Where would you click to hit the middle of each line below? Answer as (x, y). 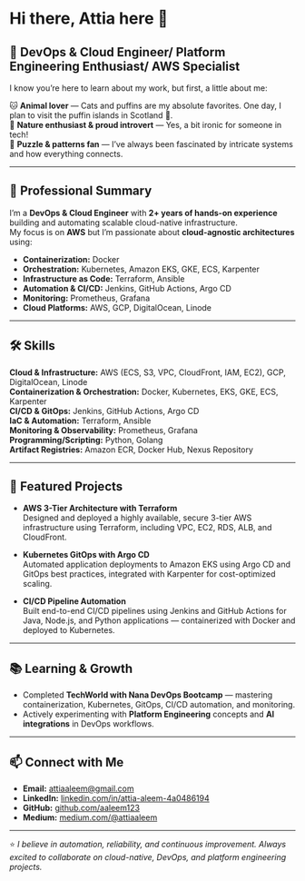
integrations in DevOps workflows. (88, 724)
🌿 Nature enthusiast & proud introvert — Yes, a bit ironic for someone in (146, 125)
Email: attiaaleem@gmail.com (78, 788)
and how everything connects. (66, 154)
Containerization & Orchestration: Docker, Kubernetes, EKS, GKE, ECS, (144, 391)
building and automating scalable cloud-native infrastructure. (124, 223)
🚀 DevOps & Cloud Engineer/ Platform (118, 52)
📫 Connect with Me (67, 762)
